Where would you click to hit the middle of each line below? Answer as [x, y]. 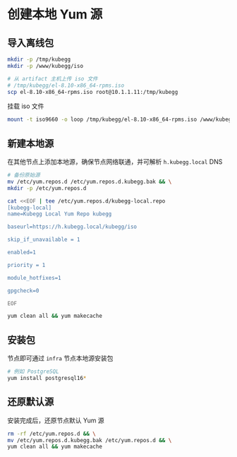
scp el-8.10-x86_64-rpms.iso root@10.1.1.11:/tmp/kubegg [93, 92]
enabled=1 [22, 253]
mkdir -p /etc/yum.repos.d [47, 188]
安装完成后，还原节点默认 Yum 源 [56, 420]
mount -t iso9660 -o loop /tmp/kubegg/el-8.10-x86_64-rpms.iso [102, 120]
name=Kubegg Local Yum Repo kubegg [60, 214]
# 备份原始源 [24, 175]
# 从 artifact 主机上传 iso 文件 [53, 78]
